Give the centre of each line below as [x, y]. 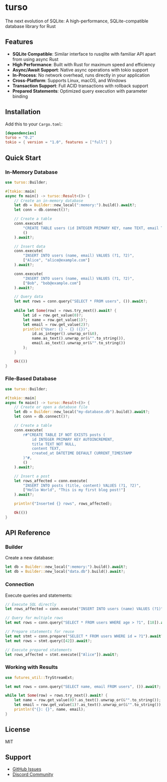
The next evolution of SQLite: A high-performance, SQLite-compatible [77, 21]
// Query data [29, 297]
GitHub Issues [27, 769]
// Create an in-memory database [49, 201]
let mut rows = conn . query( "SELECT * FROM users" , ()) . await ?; [81, 301]
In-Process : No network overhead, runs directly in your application [81, 75]
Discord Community [33, 775]
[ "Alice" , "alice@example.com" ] [57, 261]
